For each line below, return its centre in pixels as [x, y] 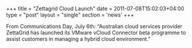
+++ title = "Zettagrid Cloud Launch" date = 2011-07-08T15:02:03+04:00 [95, 9]
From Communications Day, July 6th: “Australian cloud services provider [94, 26]
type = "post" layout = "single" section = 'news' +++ [70, 15]
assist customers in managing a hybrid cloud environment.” [78, 39]
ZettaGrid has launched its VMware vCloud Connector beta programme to [96, 33]
